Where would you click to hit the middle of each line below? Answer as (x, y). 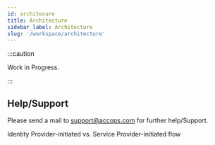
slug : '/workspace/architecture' (56, 34)
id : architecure (31, 14)
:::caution (21, 54)
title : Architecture (38, 21)
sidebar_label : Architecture (50, 27)
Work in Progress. (33, 67)
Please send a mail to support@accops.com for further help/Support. (108, 120)
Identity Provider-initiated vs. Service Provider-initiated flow (94, 134)
